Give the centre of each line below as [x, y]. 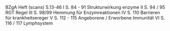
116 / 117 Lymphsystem [29, 23]
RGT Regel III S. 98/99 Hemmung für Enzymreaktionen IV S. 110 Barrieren [83, 12]
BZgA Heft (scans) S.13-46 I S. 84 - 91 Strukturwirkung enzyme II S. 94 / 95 [85, 7]
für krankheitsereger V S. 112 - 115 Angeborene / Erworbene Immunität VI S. [85, 18]
